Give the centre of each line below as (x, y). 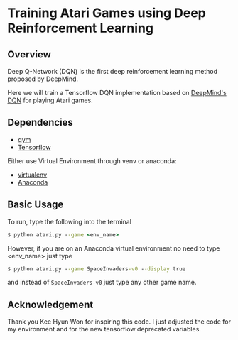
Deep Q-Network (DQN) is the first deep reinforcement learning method (113, 71)
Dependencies (40, 122)
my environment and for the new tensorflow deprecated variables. (104, 329)
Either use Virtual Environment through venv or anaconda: (92, 160)
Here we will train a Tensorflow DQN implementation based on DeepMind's (117, 93)
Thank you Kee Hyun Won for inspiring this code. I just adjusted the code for (119, 322)
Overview (29, 54)
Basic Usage (36, 205)
